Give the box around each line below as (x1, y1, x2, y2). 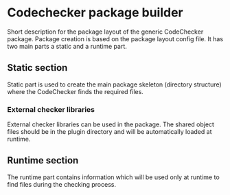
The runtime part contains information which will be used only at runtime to (7, 173, 220, 181)
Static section (7, 62, 68, 73)
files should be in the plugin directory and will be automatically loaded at (7, 128, 212, 136)
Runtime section (7, 154, 79, 166)
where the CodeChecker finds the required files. (7, 87, 144, 95)
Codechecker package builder (7, 5, 183, 21)
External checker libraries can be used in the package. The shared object (7, 120, 215, 128)
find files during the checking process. (7, 180, 117, 188)
